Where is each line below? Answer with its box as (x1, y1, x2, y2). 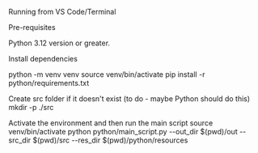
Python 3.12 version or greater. (8, 38, 111, 48)
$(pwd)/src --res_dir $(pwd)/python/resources (32, 135, 188, 145)
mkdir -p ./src (8, 103, 54, 112)
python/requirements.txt (8, 79, 90, 87)
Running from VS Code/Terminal (8, 7, 116, 16)
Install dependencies (8, 54, 78, 63)
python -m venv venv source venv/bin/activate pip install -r (8, 70, 205, 79)
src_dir (8, 135, 32, 145)
